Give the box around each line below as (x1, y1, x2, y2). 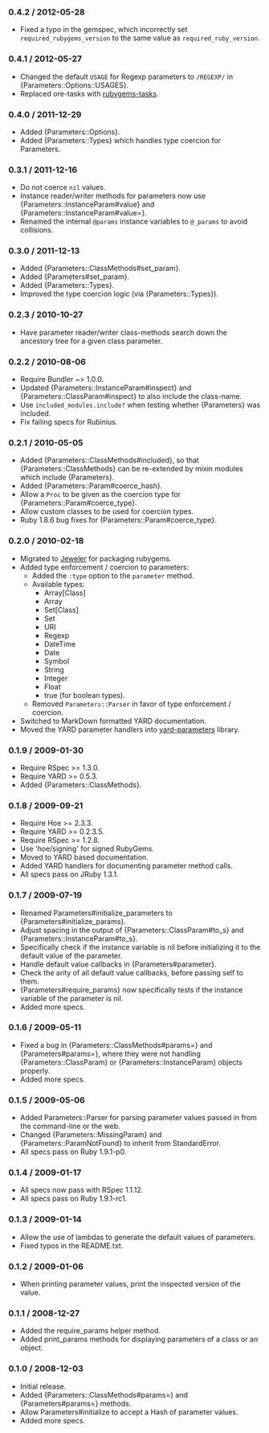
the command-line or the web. (19, 1121, 120, 1131)
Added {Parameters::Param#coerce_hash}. (19, 481, 163, 491)
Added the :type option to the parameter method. (31, 570, 194, 581)
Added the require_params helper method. (19, 1326, 161, 1336)
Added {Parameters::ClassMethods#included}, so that (19, 455, 199, 465)
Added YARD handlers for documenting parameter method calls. (19, 861, 233, 871)
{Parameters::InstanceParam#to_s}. (19, 934, 138, 943)
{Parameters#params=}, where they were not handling (19, 1049, 201, 1058)
